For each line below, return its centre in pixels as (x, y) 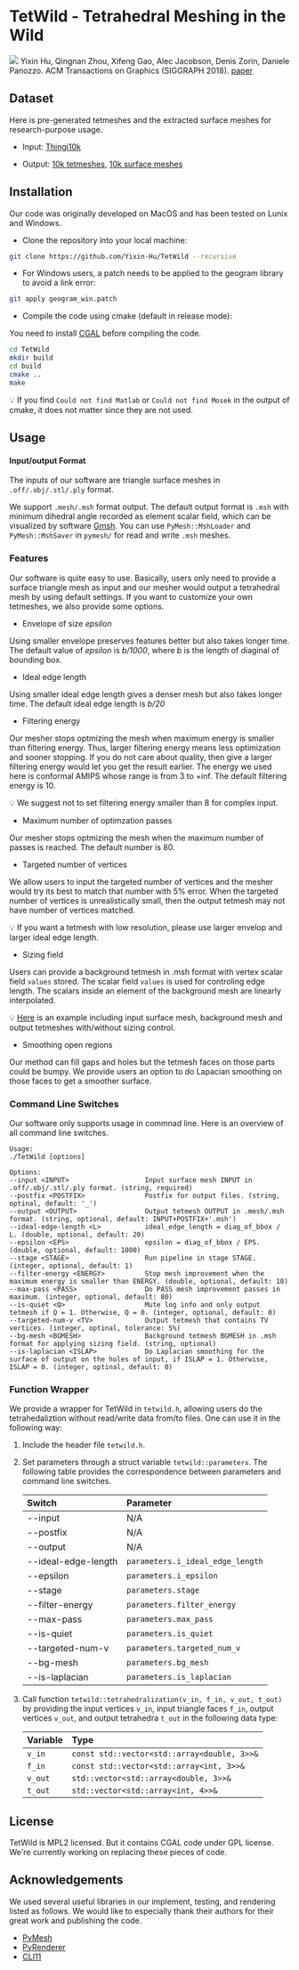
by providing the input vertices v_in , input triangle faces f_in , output (148, 1709)
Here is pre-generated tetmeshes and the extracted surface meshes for (141, 120)
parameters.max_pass (170, 1619)
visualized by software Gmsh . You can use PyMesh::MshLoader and (130, 526)
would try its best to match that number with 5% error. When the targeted (144, 891)
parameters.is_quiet (170, 1634)
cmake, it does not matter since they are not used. (101, 409)
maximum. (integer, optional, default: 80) (91, 1297)
